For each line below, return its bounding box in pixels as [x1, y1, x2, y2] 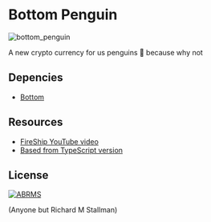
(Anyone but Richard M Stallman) [8, 205, 118, 215]
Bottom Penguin [8, 6, 118, 24]
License [8, 168, 49, 182]
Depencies [8, 71, 63, 85]
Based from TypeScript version [19, 145, 123, 155]
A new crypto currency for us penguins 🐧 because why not [8, 47, 203, 57]
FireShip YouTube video [19, 136, 99, 146]
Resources [8, 115, 63, 129]
